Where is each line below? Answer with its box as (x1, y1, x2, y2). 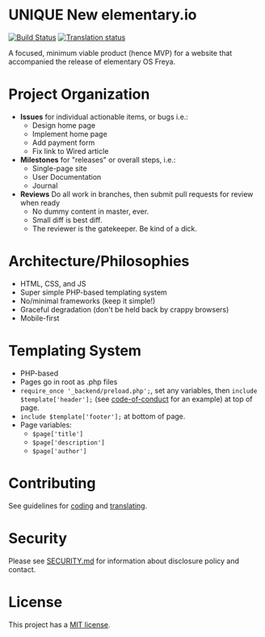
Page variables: (19, 419, 73, 430)
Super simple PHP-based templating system (19, 287, 167, 297)
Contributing (8, 474, 96, 492)
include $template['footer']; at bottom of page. (19, 411, 186, 421)
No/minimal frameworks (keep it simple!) (19, 295, 156, 305)
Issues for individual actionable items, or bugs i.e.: (19, 112, 188, 121)
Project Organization (8, 85, 150, 104)
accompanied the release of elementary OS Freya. (8, 57, 176, 66)
